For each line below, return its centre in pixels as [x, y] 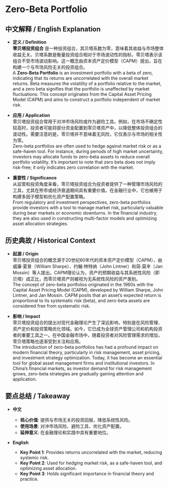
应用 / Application [31, 115]
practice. [29, 479]
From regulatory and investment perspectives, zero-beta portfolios [81, 202]
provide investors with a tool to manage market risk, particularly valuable [88, 208]
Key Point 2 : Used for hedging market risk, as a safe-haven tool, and [91, 463]
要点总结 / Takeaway [38, 396]
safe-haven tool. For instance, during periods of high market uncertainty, [88, 151]
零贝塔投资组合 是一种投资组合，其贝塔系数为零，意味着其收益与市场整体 [88, 48]
